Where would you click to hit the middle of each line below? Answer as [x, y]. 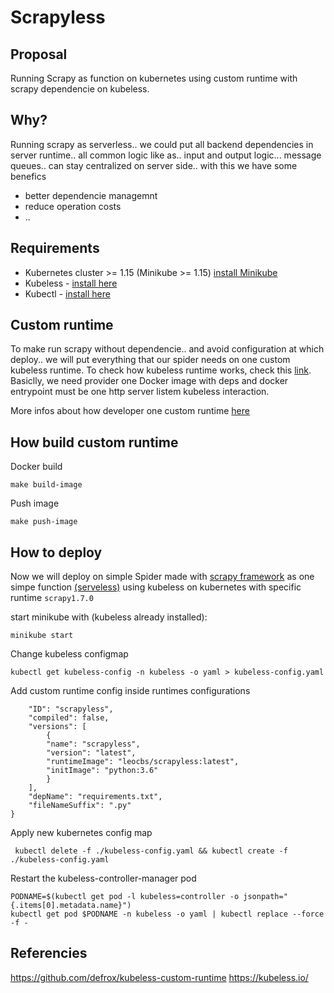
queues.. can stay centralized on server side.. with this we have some [154, 165]
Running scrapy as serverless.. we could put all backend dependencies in [162, 144]
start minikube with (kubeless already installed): [109, 617]
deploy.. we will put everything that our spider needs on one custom [150, 360]
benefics [28, 176]
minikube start [42, 636]
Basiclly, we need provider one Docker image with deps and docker [149, 381]
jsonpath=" [265, 897]
